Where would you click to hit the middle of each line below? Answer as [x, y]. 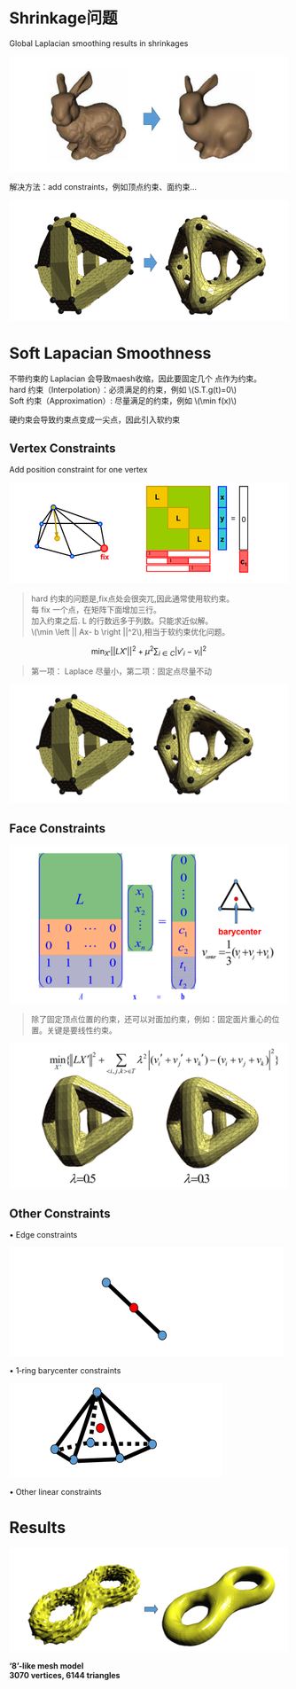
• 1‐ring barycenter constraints [65, 1371]
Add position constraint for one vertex [78, 470]
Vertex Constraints [63, 448]
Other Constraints [60, 1213]
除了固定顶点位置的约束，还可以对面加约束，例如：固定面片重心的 [151, 1019]
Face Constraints [58, 829]
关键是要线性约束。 [82, 1030]
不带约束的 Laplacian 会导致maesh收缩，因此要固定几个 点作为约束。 [135, 379]
